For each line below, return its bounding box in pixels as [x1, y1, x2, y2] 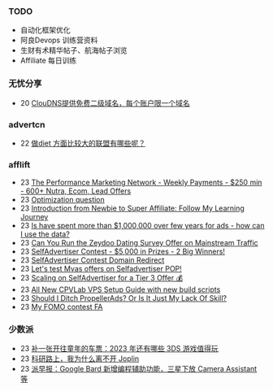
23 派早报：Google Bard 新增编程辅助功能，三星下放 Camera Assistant [19, 364, 258, 374]
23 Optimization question [19, 195, 106, 205]
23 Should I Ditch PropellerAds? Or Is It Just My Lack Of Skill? [19, 293, 227, 303]
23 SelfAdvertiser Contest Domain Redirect [19, 255, 165, 265]
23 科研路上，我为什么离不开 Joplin [19, 354, 140, 363]
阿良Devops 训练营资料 [19, 35, 98, 46]
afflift [8, 159, 31, 170]
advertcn [8, 119, 45, 130]
